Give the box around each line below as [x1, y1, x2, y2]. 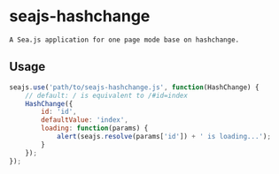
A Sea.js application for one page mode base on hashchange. [9, 35, 240, 44]
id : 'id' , [41, 108, 77, 117]
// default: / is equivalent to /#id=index [25, 91, 189, 100]
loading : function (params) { [41, 124, 149, 133]
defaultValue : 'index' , [41, 116, 128, 125]
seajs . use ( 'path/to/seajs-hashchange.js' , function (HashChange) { [9, 82, 260, 92]
